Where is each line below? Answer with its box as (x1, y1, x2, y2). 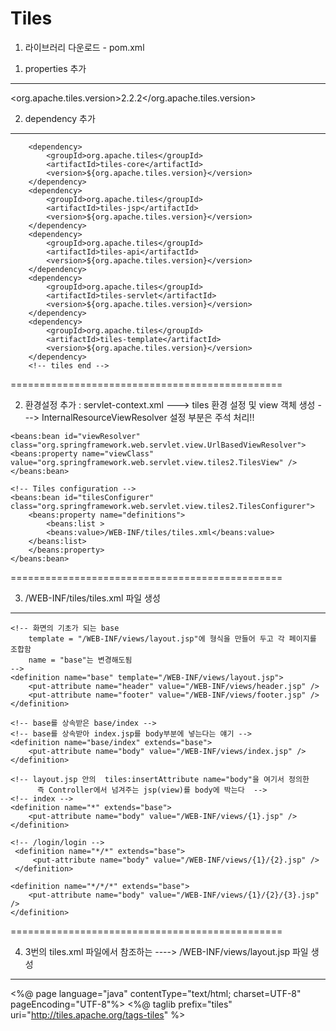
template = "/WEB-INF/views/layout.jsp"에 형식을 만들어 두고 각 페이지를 (28, 633, 317, 644)
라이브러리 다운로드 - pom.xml (24, 41, 145, 53)
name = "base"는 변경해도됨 (28, 655, 133, 665)
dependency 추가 (24, 112, 96, 124)
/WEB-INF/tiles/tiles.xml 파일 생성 (24, 592, 161, 604)
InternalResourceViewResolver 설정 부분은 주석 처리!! (41, 411, 255, 423)
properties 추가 (24, 62, 87, 74)
